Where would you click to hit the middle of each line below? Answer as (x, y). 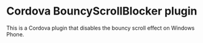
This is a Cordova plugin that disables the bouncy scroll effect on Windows (101, 28)
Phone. (15, 34)
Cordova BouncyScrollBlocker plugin (102, 11)
